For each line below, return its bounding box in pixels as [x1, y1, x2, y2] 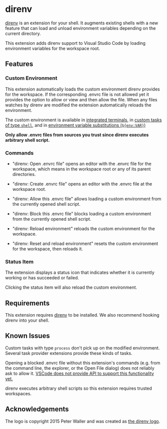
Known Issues [5, 332, 50, 340]
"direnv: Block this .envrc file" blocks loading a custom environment [12, 210, 152, 217]
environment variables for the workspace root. [5, 45, 100, 51]
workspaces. [5, 390, 32, 396]
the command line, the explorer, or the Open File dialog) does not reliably [5, 365, 155, 371]
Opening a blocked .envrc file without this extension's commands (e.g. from [5, 359, 161, 366]
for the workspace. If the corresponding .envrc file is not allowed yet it [5, 91, 149, 97]
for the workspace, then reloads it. [12, 246, 83, 252]
